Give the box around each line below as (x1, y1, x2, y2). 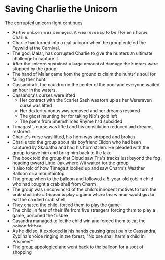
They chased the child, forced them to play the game (12, 202, 120, 208)
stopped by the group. (12, 65, 58, 72)
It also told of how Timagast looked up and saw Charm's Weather (12, 165, 145, 171)
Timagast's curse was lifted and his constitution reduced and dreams (12, 123, 153, 129)
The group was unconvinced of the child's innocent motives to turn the (12, 186, 157, 192)
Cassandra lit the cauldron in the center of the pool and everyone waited (12, 81, 160, 87)
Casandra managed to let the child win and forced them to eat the (12, 218, 146, 224)
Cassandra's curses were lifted (12, 92, 75, 98)
